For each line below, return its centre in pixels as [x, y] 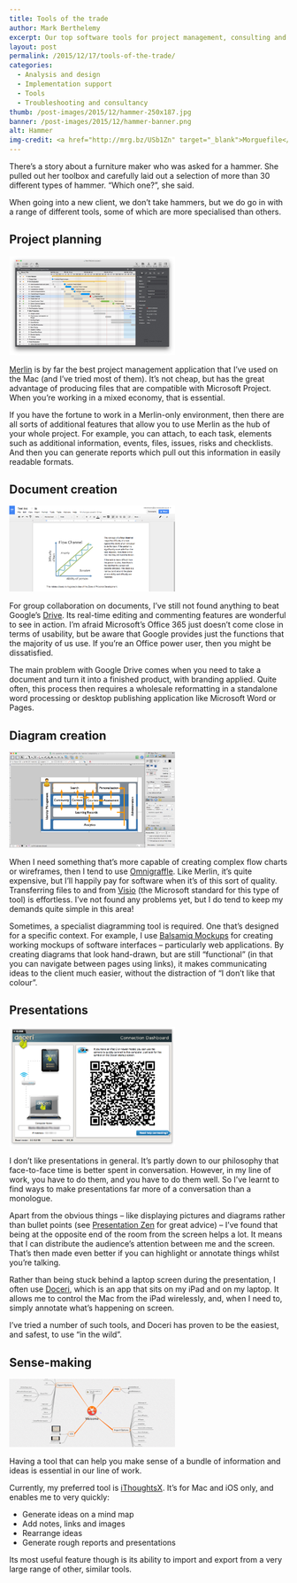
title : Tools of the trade [59, 19]
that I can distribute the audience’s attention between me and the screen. [142, 1244]
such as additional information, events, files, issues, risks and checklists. [141, 443]
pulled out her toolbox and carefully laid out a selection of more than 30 [140, 176]
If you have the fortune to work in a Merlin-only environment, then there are [147, 414]
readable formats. [42, 461]
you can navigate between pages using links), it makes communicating [138, 963]
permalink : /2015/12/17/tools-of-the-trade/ [92, 56]
